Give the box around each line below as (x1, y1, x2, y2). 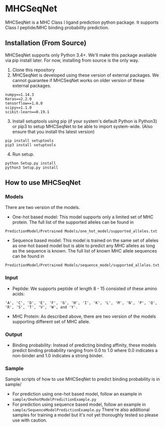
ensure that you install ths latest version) (12, 128, 95, 134)
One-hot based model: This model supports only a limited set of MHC (12, 214, 154, 220)
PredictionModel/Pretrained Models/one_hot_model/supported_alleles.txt (5, 229, 158, 234)
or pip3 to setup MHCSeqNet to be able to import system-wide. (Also (12, 123, 153, 129)
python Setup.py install (5, 161, 56, 166)
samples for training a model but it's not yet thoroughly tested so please (12, 412, 159, 418)
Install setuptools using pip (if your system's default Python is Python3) (12, 118, 158, 124)
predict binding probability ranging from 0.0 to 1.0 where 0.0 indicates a (12, 347, 158, 353)
